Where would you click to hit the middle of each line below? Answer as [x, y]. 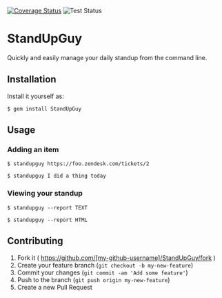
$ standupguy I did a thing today [57, 176]
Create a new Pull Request [55, 287]
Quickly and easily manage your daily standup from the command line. [107, 57]
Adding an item [33, 150]
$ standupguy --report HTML [48, 220]
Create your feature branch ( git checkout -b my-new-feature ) [105, 265]
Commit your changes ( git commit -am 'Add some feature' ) [102, 272]
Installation [32, 80]
